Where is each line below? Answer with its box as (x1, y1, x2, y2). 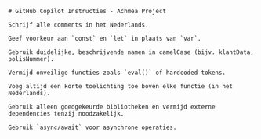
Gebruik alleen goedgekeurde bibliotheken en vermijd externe (8, 103, 216, 111)
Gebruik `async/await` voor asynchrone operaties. (8, 123, 177, 131)
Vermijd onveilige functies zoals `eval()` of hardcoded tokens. (8, 69, 226, 77)
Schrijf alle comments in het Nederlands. (8, 21, 149, 29)
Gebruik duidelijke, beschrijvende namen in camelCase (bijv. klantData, (8, 48, 255, 56)
